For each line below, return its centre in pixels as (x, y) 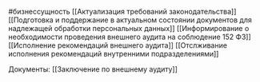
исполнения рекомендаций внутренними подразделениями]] (114, 54)
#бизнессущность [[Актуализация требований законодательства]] (122, 12)
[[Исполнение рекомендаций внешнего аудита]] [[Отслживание (118, 45)
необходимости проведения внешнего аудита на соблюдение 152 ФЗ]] (130, 37)
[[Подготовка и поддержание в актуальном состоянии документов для (130, 20)
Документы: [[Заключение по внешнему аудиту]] (93, 69)
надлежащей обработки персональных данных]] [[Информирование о (129, 28)
